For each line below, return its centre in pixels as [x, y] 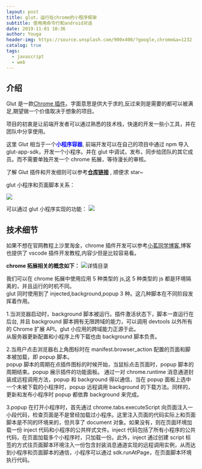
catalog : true [24, 46]
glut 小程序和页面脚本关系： [41, 185]
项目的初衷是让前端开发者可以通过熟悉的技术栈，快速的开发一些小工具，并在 [101, 124]
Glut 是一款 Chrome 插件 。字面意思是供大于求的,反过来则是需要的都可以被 [97, 104]
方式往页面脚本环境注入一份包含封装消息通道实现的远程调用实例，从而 [103, 445]
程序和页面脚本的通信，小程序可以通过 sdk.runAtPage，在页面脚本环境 [104, 453]
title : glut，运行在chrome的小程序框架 [52, 17]
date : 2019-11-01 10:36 [36, 29]
